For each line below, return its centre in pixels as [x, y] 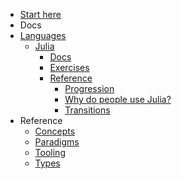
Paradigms [57, 142]
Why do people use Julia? [118, 99]
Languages [43, 35]
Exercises [69, 67]
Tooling [50, 152]
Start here [40, 14]
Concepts [55, 131]
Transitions [87, 110]
